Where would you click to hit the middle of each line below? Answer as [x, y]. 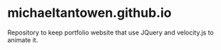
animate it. [23, 39]
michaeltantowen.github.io [89, 13]
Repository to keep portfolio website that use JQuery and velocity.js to [110, 32]
